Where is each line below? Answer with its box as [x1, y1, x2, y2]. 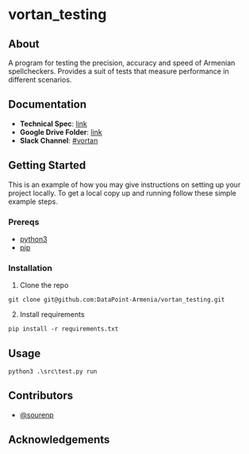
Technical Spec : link [19, 119, 87, 128]
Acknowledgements [8, 433, 110, 447]
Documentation [8, 97, 87, 112]
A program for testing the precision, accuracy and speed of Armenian [8, 58, 236, 67]
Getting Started [8, 158, 86, 172]
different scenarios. [8, 75, 72, 84]
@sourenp [19, 410, 54, 419]
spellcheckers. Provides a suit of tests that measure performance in [8, 67, 230, 76]
